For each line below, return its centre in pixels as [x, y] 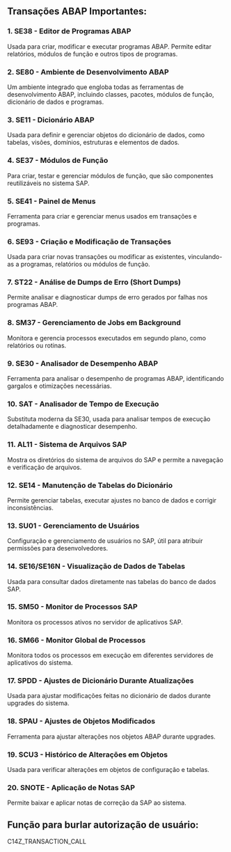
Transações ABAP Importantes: [77, 11]
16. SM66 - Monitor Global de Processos [77, 640]
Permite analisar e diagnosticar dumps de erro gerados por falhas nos [107, 297]
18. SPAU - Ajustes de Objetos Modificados [81, 721]
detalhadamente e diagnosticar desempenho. [72, 427]
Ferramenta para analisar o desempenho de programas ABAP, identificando [115, 379]
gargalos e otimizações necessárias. [59, 386]
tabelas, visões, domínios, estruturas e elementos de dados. [93, 143]
